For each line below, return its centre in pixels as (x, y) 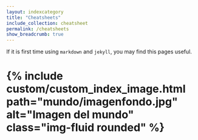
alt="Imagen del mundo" (70, 115)
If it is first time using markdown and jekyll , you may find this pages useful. (99, 52)
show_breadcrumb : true (35, 35)
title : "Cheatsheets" (34, 18)
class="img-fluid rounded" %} (86, 128)
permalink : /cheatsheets (38, 29)
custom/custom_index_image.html (96, 89)
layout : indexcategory (35, 12)
